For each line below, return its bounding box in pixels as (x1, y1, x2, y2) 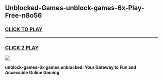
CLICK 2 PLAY (5, 44, 39, 51)
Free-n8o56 (5, 12, 42, 20)
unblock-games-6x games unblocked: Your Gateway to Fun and (5, 64, 137, 70)
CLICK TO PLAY (5, 26, 43, 33)
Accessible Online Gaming (5, 69, 60, 75)
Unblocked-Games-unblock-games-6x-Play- (5, 4, 145, 12)
